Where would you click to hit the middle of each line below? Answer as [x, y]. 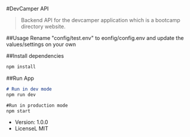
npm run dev [21, 95]
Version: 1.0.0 [31, 122]
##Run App [20, 78]
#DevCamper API [27, 9]
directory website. [43, 27]
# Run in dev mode [29, 89]
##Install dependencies [35, 56]
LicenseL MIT [32, 129]
